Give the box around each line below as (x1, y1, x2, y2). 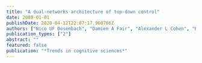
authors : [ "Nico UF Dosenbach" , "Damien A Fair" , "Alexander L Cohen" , (6, 25, 189, 32)
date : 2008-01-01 (6, 14, 50, 20)
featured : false (6, 43, 47, 49)
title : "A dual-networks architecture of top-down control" (6, 8, 161, 15)
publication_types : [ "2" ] (6, 31, 71, 37)
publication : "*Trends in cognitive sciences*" (6, 48, 128, 54)
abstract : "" (6, 37, 39, 43)
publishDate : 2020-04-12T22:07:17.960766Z (6, 20, 114, 26)
